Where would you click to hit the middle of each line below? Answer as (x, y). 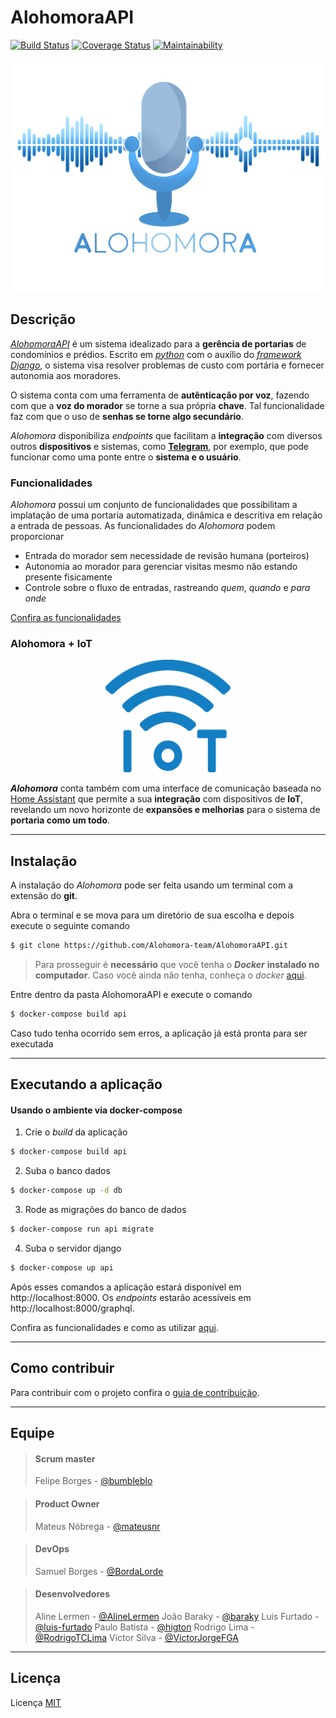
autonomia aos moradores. (66, 375)
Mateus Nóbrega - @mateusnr (97, 1526)
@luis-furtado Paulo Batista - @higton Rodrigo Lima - (144, 1627)
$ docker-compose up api (62, 1268)
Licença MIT (36, 1702)
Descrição (43, 319)
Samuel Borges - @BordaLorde (99, 1571)
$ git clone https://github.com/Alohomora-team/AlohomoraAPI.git (149, 946)
